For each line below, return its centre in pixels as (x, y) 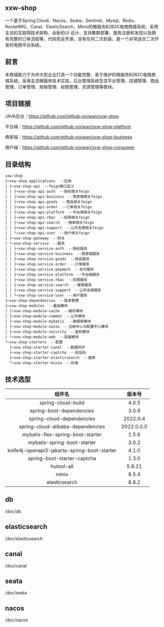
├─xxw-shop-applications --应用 (38, 181)
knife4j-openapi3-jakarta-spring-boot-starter (62, 450)
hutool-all (62, 467)
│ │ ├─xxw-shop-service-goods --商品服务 (47, 259)
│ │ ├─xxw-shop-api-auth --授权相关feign (47, 192)
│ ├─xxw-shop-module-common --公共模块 (45, 316)
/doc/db (13, 511)
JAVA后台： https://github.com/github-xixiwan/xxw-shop (62, 116)
